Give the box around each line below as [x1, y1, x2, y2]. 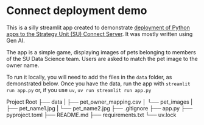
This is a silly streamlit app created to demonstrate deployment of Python [6, 24, 191, 31]
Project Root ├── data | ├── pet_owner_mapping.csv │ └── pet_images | [6, 98, 193, 105]
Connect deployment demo [6, 4, 147, 18]
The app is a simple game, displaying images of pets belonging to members [6, 48, 196, 55]
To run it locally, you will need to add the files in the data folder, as [6, 73, 172, 80]
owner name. [6, 62, 40, 69]
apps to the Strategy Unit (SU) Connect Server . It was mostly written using [6, 30, 193, 37]
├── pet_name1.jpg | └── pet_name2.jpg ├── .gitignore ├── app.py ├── [6, 104, 193, 112]
